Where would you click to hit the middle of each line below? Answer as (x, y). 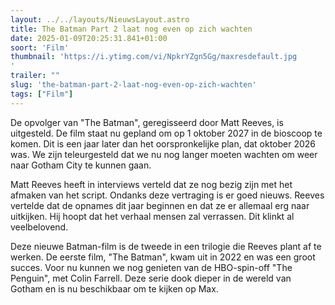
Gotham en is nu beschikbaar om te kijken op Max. (114, 288)
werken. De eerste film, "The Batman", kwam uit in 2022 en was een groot (163, 257)
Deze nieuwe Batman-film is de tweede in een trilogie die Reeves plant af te (166, 246)
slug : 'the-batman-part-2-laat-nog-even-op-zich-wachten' (133, 85)
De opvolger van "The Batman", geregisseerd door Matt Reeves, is (147, 122)
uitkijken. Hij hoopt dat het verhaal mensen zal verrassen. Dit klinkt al (152, 216)
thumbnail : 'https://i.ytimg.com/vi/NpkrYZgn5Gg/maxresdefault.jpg (154, 57)
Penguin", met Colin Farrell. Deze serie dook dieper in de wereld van (151, 278)
